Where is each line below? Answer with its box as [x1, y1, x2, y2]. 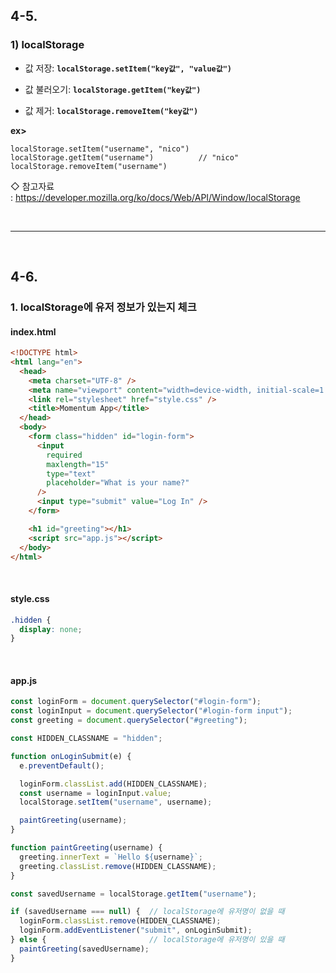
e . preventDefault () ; [19, 760, 105, 771]
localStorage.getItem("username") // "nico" [10, 152, 240, 163]
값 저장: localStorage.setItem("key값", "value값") [24, 62, 232, 74]
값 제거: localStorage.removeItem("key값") [24, 104, 199, 116]
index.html [10, 325, 57, 338]
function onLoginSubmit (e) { [10, 751, 132, 761]
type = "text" [46, 469, 97, 479]
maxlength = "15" [46, 459, 110, 469]
